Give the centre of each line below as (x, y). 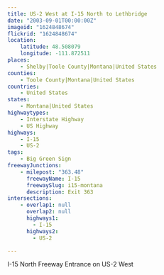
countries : (23, 86)
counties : (22, 73)
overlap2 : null (49, 212)
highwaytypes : (28, 113)
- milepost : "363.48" (52, 172)
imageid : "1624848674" (41, 27)
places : (19, 60)
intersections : (30, 198)
